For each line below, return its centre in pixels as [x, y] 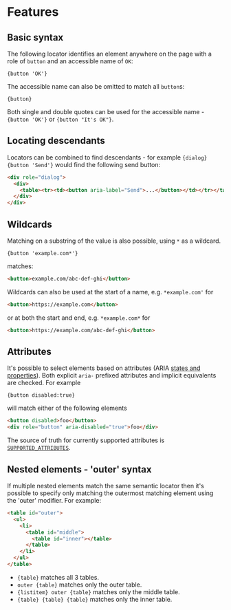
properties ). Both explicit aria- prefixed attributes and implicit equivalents [112, 375]
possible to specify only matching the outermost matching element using [110, 493]
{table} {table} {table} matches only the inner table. [95, 599]
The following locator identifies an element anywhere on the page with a [109, 54]
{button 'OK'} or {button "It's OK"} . [60, 119]
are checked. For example [44, 383]
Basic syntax [35, 37]
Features [33, 12]
